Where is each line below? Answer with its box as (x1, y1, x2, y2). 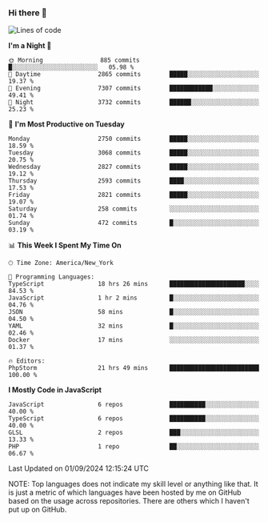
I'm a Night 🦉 (8, 41, 52, 50)
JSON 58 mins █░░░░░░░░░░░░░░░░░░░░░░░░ (8, 308, 260, 316)
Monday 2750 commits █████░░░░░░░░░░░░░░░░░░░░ (8, 135, 260, 143)
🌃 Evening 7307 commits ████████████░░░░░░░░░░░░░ (8, 84, 260, 93)
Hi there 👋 (8, 7, 48, 18)
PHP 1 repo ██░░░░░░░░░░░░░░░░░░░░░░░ (8, 443, 260, 451)
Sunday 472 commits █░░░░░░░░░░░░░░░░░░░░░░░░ (8, 219, 260, 227)
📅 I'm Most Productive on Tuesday (8, 119, 126, 129)
